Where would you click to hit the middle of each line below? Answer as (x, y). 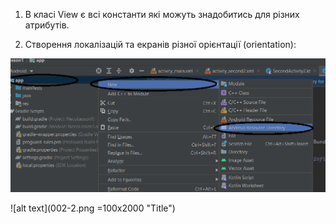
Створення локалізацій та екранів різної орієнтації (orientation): (160, 44)
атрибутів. (47, 25)
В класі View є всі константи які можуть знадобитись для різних (162, 14)
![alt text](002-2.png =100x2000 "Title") (93, 208)
